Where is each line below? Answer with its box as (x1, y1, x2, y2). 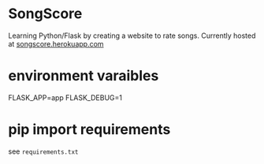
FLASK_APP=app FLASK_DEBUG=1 (8, 92, 122, 102)
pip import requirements (8, 121, 171, 139)
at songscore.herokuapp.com (8, 39, 104, 48)
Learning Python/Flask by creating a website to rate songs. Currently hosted (8, 31, 256, 40)
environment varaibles (8, 67, 159, 85)
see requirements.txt (8, 147, 79, 156)
